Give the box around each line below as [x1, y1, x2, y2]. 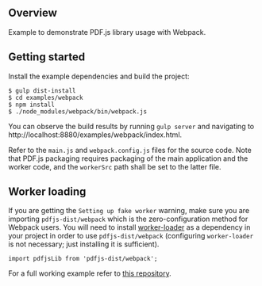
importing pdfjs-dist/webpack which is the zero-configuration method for [8, 214, 249, 224]
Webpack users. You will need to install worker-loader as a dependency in [8, 223, 251, 232]
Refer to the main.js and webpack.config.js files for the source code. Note [8, 145, 252, 154]
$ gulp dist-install [8, 86, 77, 94]
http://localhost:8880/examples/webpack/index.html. [8, 130, 183, 139]
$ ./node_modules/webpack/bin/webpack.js [8, 107, 148, 116]
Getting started [8, 51, 86, 64]
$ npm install [8, 101, 56, 109]
